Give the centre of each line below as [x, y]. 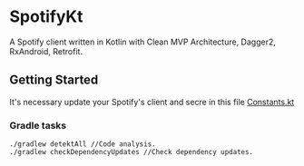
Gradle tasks [38, 125]
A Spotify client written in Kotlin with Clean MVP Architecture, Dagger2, [143, 42]
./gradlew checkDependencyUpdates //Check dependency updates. [132, 152]
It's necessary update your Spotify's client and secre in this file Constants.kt [152, 102]
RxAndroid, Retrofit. [46, 51]
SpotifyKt [46, 17]
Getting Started [54, 80]
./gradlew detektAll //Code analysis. [83, 144]
